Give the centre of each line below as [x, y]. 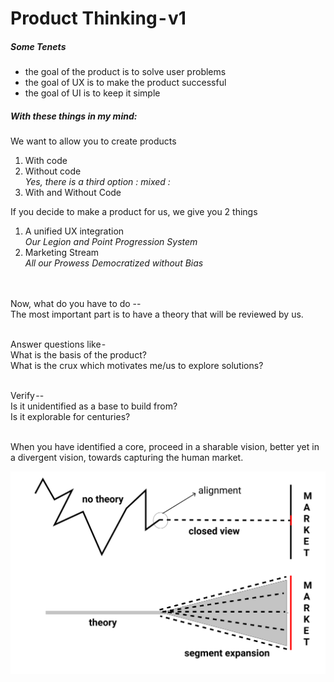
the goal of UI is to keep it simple [92, 93]
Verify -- [27, 396]
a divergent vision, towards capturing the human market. [127, 458]
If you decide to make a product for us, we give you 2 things [134, 212]
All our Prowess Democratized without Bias [114, 263]
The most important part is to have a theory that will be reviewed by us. [157, 314]
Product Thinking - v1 [98, 18]
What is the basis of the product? [78, 355]
